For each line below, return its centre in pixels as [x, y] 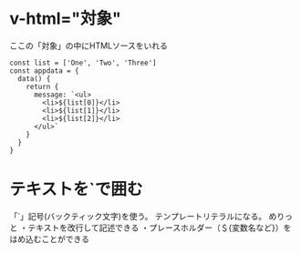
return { [42, 86]
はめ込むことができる [49, 238]
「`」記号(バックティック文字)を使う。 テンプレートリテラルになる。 [138, 216]
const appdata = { [44, 71]
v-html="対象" [65, 19]
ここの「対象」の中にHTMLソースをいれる [89, 46]
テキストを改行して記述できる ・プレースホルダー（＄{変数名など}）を [159, 228]
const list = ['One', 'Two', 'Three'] [83, 63]
